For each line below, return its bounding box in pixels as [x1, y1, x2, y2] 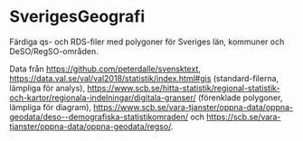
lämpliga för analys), [9, 82, 86, 93]
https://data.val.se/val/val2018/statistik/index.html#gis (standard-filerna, [9, 72, 279, 83]
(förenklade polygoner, [197, 92, 283, 103]
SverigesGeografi [9, 6, 146, 27]
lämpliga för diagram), [9, 101, 92, 112]
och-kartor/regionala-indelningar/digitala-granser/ [9, 92, 196, 103]
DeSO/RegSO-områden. [9, 45, 99, 56]
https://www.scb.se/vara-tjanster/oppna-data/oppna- [93, 101, 294, 112]
